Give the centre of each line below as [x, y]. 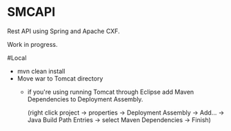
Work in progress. [32, 44]
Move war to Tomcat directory [60, 78]
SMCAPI [31, 12]
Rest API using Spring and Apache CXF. [63, 31]
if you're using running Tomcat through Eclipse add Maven [111, 92]
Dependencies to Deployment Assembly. [85, 99]
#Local [17, 58]
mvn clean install [41, 71]
